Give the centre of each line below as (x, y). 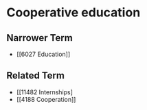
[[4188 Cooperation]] (46, 99)
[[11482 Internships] (45, 92)
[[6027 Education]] (43, 54)
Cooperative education (73, 13)
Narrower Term (39, 38)
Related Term (35, 75)
